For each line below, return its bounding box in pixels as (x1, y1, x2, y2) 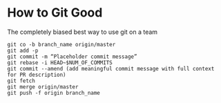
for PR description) (7, 71, 67, 78)
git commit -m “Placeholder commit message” (7, 53, 137, 60)
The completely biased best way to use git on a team (7, 28, 157, 36)
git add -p (7, 47, 39, 54)
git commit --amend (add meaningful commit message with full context (7, 65, 215, 72)
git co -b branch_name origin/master (7, 41, 116, 48)
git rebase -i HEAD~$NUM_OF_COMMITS (7, 59, 113, 66)
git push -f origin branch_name (7, 89, 100, 96)
